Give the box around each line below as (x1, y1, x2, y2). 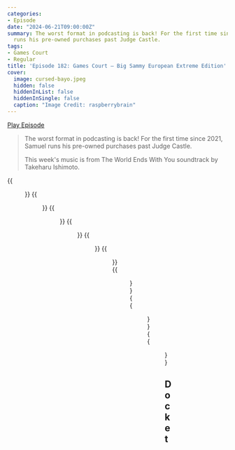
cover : (7, 69, 27, 76)
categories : (7, 10, 42, 18)
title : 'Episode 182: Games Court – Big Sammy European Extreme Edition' (7, 62, 227, 69)
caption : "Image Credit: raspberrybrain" (13, 102, 136, 109)
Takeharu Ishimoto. (24, 163, 80, 171)
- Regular (7, 56, 36, 63)
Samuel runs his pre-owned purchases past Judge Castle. (24, 142, 192, 150)
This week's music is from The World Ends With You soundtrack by (24, 155, 218, 163)
